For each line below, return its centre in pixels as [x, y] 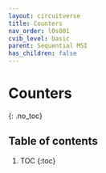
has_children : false [43, 53]
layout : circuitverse [45, 16]
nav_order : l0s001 [39, 31]
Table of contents [53, 141]
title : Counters [35, 23]
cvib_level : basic [39, 38]
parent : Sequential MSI [48, 46]
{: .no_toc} [25, 116]
